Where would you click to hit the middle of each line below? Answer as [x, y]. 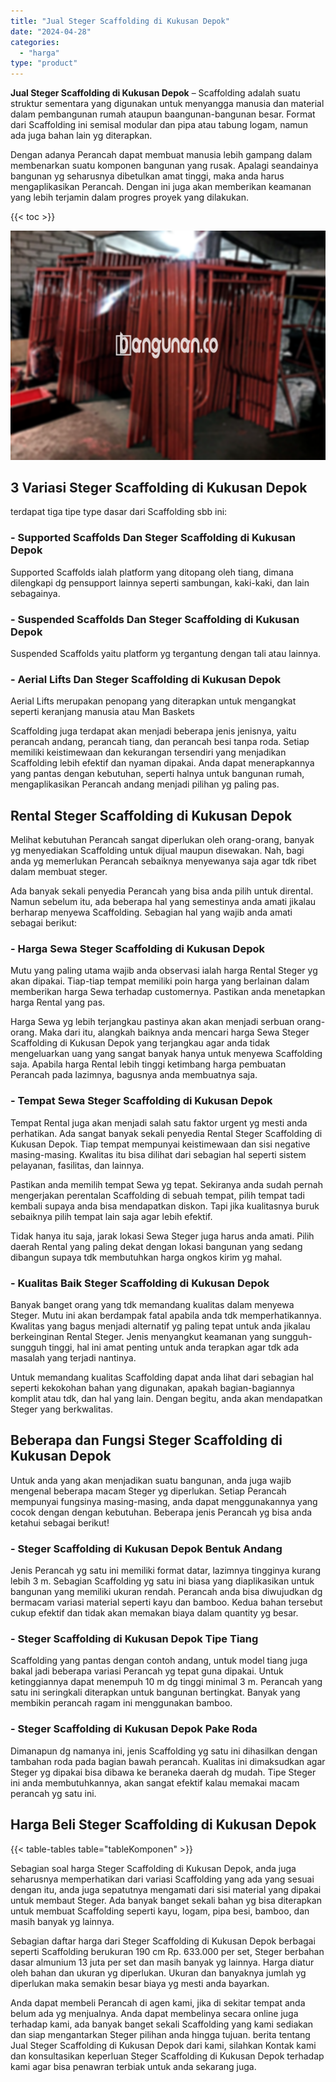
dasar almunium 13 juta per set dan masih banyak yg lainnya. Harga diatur [162, 1962]
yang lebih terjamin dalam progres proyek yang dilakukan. [129, 197]
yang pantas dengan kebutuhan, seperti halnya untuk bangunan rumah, [157, 774]
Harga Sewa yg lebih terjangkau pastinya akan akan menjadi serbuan [152, 1022]
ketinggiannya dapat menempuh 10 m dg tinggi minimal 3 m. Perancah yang [166, 1682]
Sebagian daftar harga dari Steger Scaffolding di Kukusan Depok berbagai [163, 1941]
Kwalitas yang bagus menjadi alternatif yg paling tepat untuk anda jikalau [160, 1326]
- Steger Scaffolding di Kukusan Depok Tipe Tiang [134, 1639]
